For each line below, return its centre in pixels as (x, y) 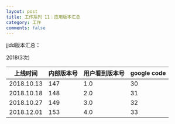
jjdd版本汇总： (23, 45)
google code (148, 73)
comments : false (26, 28)
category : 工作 (24, 22)
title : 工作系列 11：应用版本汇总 (43, 17)
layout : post (22, 11)
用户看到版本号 (104, 74)
